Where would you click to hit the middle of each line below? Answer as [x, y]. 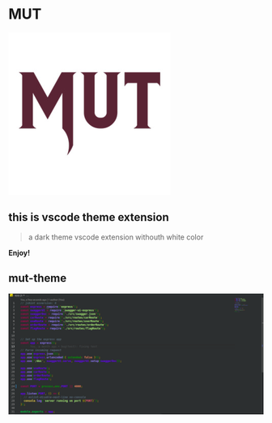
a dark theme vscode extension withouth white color [116, 237]
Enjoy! [19, 253]
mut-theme [38, 278]
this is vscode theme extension [89, 217]
